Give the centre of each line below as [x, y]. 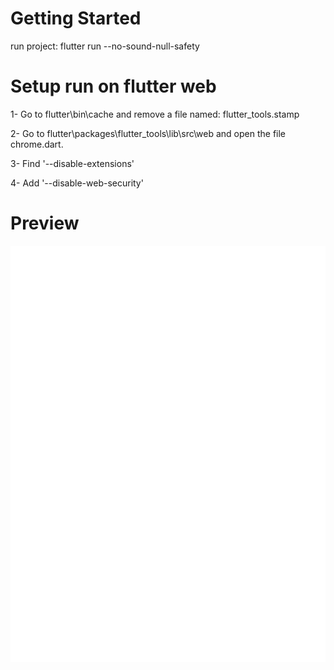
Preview [45, 223]
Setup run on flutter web [113, 86]
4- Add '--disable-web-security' [77, 183]
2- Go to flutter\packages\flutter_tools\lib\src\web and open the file [148, 133]
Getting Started [76, 18]
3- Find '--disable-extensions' [72, 163]
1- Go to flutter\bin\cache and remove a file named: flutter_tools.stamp [155, 114]
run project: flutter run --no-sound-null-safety [105, 46]
